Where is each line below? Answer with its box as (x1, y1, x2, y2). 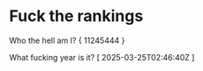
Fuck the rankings (9, 6, 144, 26)
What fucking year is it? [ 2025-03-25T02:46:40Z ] (9, 52, 195, 62)
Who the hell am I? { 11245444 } (9, 35, 125, 46)
